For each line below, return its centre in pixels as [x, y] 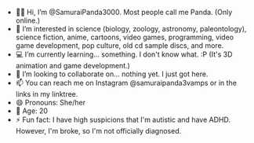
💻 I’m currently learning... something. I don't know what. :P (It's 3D [124, 54]
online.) [28, 20]
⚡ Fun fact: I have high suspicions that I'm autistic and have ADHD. [123, 119]
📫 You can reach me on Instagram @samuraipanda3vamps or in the [126, 83]
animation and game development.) [73, 66]
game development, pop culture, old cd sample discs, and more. [120, 46]
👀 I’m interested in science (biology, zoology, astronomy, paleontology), [131, 29]
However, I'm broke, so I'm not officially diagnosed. [98, 131]
